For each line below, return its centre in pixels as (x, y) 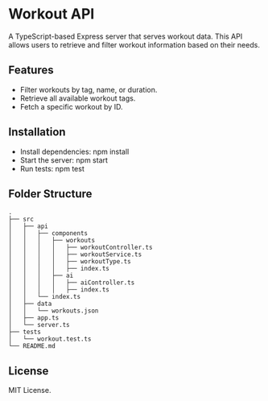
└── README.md (32, 346)
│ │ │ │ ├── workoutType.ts (70, 262)
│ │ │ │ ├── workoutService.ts (75, 254)
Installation (37, 132)
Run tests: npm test (52, 168)
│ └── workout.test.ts (50, 339)
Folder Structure (50, 194)
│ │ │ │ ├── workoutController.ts (80, 248)
